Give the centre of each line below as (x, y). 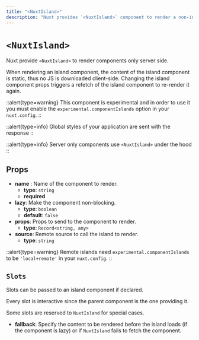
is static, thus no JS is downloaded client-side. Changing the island (88, 78)
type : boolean (40, 209)
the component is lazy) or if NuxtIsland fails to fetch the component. (98, 331)
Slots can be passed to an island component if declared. (75, 290)
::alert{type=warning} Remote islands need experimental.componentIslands (98, 252)
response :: (20, 133)
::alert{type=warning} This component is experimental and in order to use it (98, 103)
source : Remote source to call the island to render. (76, 234)
